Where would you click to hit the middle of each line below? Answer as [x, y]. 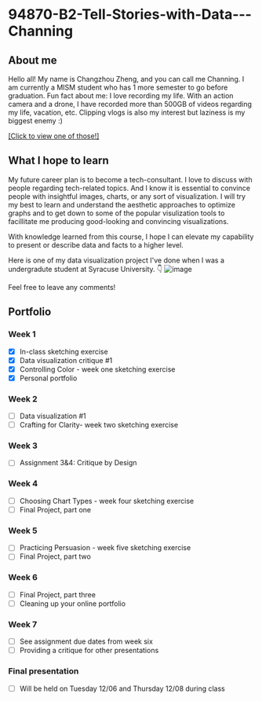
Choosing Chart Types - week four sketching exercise [107, 501]
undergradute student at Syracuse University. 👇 [86, 269]
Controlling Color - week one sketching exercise [97, 369]
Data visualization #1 [53, 416]
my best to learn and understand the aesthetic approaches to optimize [122, 204]
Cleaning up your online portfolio [73, 604]
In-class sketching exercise [64, 351]
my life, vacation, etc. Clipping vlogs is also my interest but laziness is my [127, 112]
